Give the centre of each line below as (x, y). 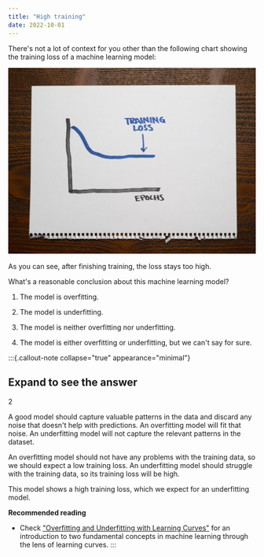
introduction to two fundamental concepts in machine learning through (134, 536)
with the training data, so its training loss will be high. (94, 474)
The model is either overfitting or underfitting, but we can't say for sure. (136, 342)
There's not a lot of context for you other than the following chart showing (128, 48)
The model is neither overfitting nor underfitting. (97, 327)
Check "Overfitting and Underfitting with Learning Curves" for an (125, 528)
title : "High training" (47, 17)
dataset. (22, 441)
